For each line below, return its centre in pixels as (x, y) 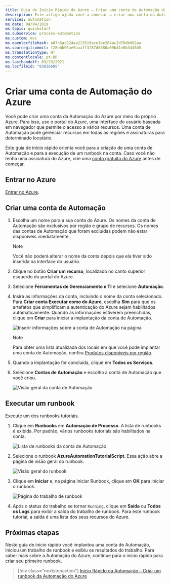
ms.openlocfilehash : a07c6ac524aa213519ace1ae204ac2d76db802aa (73, 43)
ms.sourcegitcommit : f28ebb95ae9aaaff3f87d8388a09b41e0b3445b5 (73, 48)
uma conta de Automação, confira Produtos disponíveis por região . (82, 352)
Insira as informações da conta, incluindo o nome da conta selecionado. (88, 296)
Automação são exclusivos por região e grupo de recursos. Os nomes (85, 226)
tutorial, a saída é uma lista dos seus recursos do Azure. (71, 517)
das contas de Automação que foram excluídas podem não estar (80, 231)
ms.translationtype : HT (30, 52)
